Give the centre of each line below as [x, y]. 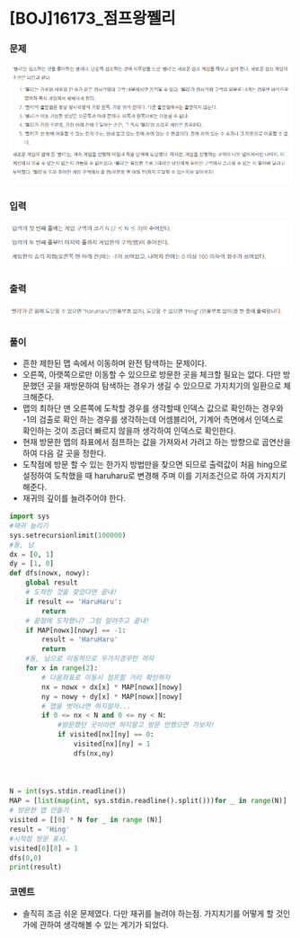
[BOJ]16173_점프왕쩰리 [93, 18]
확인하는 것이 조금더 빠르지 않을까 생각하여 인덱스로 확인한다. [129, 431]
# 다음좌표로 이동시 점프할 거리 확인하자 [106, 677]
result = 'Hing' [40, 829]
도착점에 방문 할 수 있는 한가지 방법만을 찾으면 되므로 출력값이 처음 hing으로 [154, 465]
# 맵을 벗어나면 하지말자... [87, 706]
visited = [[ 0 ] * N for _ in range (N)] [86, 820]
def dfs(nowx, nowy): [50, 573]
